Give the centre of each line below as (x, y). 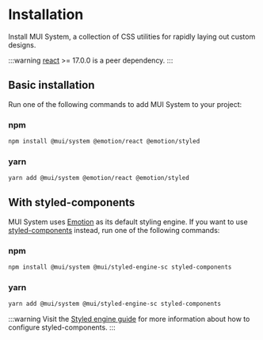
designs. (22, 44)
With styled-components (72, 202)
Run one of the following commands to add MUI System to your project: (125, 104)
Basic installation (51, 85)
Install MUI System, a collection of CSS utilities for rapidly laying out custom (132, 36)
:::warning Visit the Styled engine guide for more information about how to (129, 319)
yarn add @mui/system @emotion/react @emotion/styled (99, 178)
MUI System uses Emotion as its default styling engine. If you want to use (128, 222)
